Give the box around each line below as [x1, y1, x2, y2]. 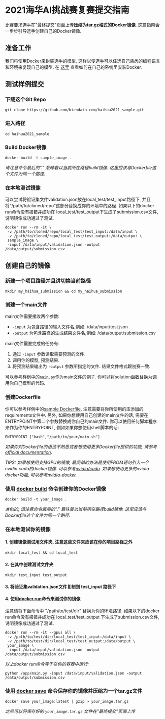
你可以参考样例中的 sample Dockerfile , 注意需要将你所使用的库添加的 [5, 406, 144, 412]
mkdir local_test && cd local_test [5, 550, 78, 555]
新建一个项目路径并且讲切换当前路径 [5, 277, 91, 284]
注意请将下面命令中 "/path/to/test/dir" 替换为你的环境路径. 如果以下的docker [5, 608, 160, 614]
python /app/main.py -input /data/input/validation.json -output [5, 671, 142, 676]
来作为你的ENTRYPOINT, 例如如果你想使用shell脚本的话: [5, 424, 119, 430]
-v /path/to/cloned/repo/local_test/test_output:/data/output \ [7, 233, 142, 239]
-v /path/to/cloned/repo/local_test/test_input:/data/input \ [7, 229, 138, 234]
